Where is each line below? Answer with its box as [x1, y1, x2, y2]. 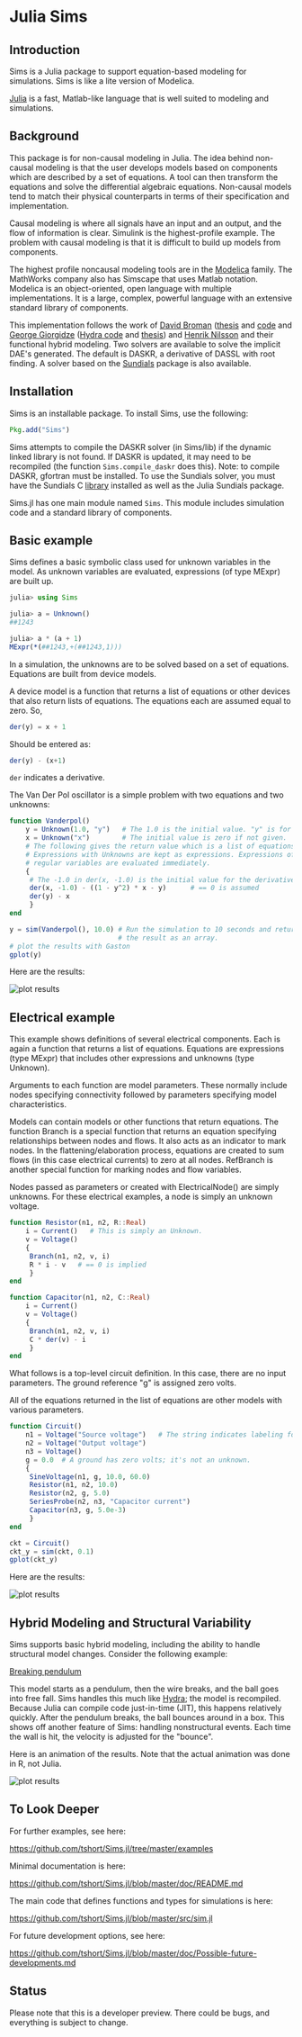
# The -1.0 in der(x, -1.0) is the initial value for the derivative [29, 875, 296, 884]
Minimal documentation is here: [9, 1861, 126, 1871]
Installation [9, 384, 74, 400]
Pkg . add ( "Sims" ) [9, 425, 70, 434]
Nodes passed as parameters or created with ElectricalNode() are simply [9, 1182, 280, 1193]
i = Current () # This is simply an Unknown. [25, 1227, 203, 1236]
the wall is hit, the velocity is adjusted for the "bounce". [9, 1731, 214, 1743]
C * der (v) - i [29, 1335, 87, 1344]
